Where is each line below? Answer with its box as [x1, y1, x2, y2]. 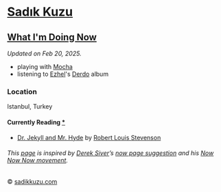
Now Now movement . [7, 156, 69, 165]
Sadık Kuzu [7, 4, 73, 20]
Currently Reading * [7, 118, 66, 126]
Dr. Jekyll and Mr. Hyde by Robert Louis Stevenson [16, 133, 161, 141]
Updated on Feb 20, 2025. [7, 49, 82, 57]
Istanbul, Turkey [7, 102, 53, 111]
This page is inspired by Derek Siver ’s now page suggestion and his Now [7, 149, 214, 157]
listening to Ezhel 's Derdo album [16, 70, 108, 78]
